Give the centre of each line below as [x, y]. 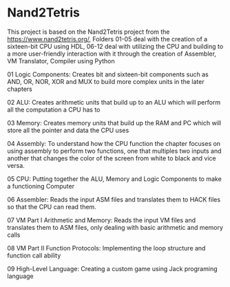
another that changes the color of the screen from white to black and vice [112, 158]
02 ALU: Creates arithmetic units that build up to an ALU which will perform [114, 102]
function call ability [34, 255]
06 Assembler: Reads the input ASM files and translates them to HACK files [114, 199]
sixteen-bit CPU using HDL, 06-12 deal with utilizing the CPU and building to [115, 46]
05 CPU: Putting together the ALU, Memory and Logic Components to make [114, 179]
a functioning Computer [41, 186]
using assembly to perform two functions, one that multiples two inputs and [114, 151]
